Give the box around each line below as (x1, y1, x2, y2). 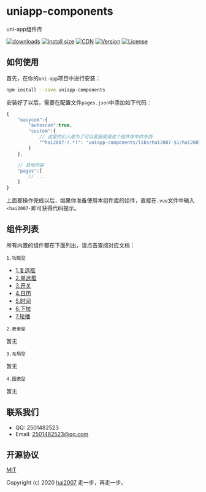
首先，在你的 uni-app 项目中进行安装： (6, 74, 101, 82)
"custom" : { (28, 128, 56, 135)
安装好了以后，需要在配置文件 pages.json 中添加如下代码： (6, 98, 152, 106)
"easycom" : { (17, 117, 48, 123)
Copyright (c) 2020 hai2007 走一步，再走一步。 (6, 479, 127, 486)
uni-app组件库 (6, 25, 43, 33)
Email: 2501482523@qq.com (15, 430, 89, 437)
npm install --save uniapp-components (6, 87, 105, 93)
